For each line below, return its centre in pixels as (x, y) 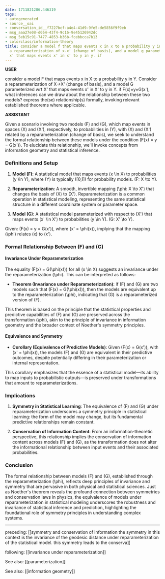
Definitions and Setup (31, 163)
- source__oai (20, 23)
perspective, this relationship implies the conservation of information (82, 437)
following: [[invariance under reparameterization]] (55, 552)
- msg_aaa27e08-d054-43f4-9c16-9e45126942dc (51, 32)
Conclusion (19, 465)
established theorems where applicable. (45, 105)
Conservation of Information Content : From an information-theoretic (82, 432)
